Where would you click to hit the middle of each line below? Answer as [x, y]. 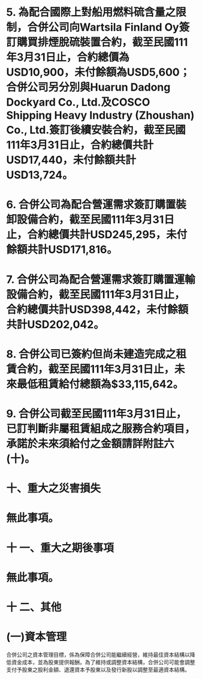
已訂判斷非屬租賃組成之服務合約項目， [101, 429]
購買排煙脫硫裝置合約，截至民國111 [102, 42]
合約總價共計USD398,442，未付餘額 [97, 309]
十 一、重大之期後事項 [60, 548]
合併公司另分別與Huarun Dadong [88, 87]
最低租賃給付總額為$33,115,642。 [100, 384]
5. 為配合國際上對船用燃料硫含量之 [91, 12]
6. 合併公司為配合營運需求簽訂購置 [91, 205]
